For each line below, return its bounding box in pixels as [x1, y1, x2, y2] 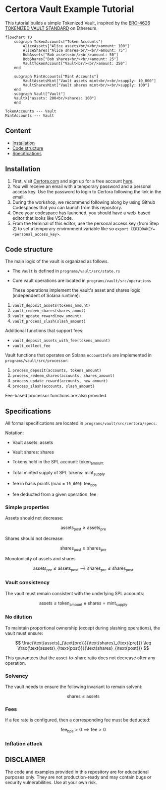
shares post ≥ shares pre [60, 545, 107, 552]
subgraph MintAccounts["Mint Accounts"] [14, 74, 99, 79]
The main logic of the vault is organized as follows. [5, 259, 109, 264]
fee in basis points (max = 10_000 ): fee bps [12, 480, 97, 488]
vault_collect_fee [12, 344, 51, 349]
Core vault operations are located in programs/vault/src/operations [12, 277, 151, 284]
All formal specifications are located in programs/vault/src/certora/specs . [5, 420, 157, 426]
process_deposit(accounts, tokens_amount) [12, 368, 102, 373]
